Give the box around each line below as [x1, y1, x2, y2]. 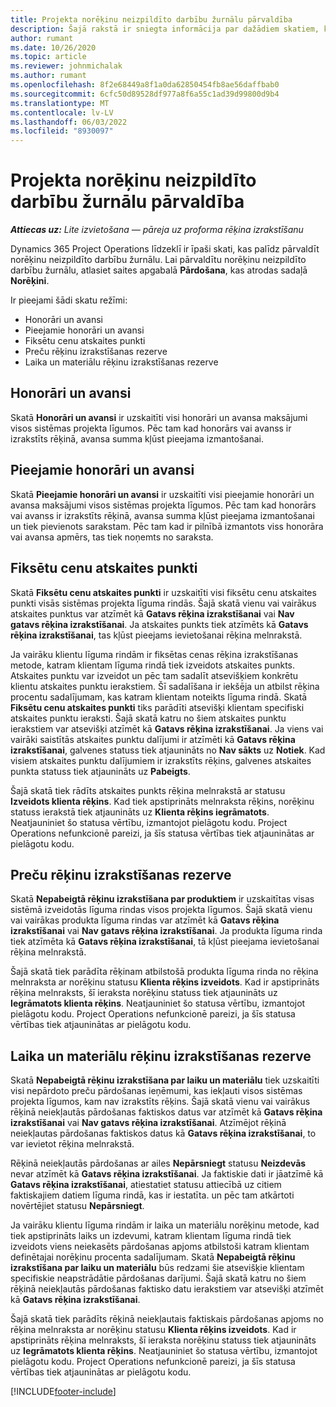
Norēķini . [10, 275, 50, 287]
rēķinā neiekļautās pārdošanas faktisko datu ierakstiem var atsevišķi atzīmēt [10, 1283, 324, 1295]
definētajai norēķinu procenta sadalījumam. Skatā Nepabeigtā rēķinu [10, 1251, 296, 1263]
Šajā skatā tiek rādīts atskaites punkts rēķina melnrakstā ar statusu [10, 784, 286, 796]
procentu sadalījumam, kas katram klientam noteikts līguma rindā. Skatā [10, 691, 308, 703]
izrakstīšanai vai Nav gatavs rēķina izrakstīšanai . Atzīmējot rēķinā [10, 1117, 287, 1129]
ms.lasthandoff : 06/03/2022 [10, 117, 128, 127]
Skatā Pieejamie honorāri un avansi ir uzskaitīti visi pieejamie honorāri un [10, 488, 315, 500]
